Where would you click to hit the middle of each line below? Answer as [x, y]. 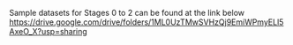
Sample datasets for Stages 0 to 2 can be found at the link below [127, 13]
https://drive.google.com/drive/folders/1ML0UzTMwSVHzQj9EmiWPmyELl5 [146, 22]
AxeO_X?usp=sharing [49, 31]
